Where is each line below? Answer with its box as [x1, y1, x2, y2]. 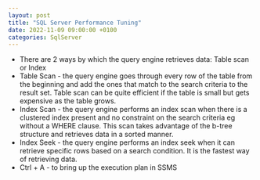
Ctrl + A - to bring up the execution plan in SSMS [19, 163, 178, 172]
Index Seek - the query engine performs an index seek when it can [19, 138, 235, 147]
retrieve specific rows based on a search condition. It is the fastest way [19, 146, 250, 156]
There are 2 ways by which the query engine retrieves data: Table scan [19, 55, 249, 64]
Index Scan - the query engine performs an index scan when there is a [19, 105, 248, 114]
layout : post [8, 11, 51, 20]
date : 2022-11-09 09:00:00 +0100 [8, 26, 117, 34]
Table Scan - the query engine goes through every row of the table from [19, 71, 253, 81]
